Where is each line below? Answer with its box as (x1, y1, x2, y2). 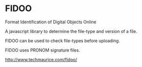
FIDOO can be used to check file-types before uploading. (5, 37, 120, 44)
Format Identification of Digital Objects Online (5, 19, 96, 25)
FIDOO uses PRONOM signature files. (5, 47, 80, 53)
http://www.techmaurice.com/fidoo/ (5, 56, 77, 62)
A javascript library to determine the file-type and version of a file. (5, 28, 138, 34)
